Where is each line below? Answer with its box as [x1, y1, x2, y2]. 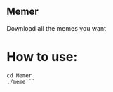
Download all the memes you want [6, 24, 107, 32]
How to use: [6, 49, 78, 65]
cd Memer [6, 72, 32, 79]
